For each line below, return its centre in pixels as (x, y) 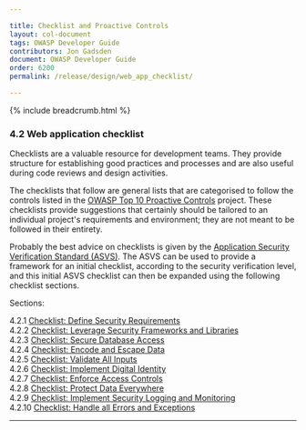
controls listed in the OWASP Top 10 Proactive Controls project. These (141, 200)
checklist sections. (45, 285)
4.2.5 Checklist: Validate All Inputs (73, 359)
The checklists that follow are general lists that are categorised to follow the (152, 191)
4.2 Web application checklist (76, 134)
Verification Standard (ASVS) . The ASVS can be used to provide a (133, 256)
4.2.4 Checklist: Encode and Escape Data (87, 350)
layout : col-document (51, 34)
